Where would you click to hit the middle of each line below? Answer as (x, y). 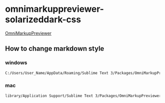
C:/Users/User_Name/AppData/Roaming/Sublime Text (57, 73)
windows (16, 63)
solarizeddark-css (43, 19)
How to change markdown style (55, 49)
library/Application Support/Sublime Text (49, 96)
